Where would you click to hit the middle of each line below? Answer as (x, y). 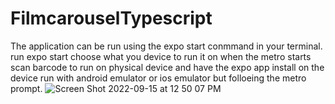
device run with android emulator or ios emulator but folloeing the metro (158, 78)
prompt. (26, 88)
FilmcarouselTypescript (111, 18)
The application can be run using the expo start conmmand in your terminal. (166, 46)
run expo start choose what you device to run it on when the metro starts (161, 56)
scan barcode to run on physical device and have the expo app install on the (167, 67)
